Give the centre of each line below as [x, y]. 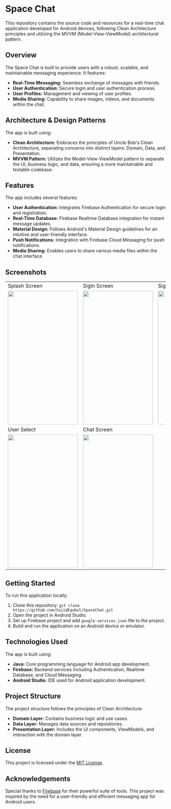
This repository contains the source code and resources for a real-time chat [85, 23]
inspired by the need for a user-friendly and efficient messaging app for [80, 796]
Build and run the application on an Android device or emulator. [79, 626]
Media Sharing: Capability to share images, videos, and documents [83, 99]
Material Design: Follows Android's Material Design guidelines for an [85, 229]
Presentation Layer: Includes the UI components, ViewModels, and [83, 729]
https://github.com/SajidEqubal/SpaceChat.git [63, 610]
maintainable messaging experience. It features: [56, 73]
